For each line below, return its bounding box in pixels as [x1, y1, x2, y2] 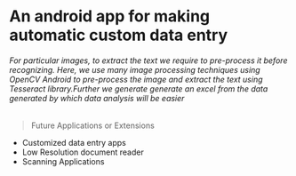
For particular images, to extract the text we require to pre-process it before [9, 55, 288, 66]
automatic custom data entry [9, 25, 228, 45]
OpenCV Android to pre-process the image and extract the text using [9, 74, 264, 84]
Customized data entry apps [21, 138, 126, 148]
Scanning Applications [21, 156, 105, 167]
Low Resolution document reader [21, 147, 144, 157]
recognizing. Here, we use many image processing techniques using [9, 64, 260, 75]
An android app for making [9, 6, 211, 27]
